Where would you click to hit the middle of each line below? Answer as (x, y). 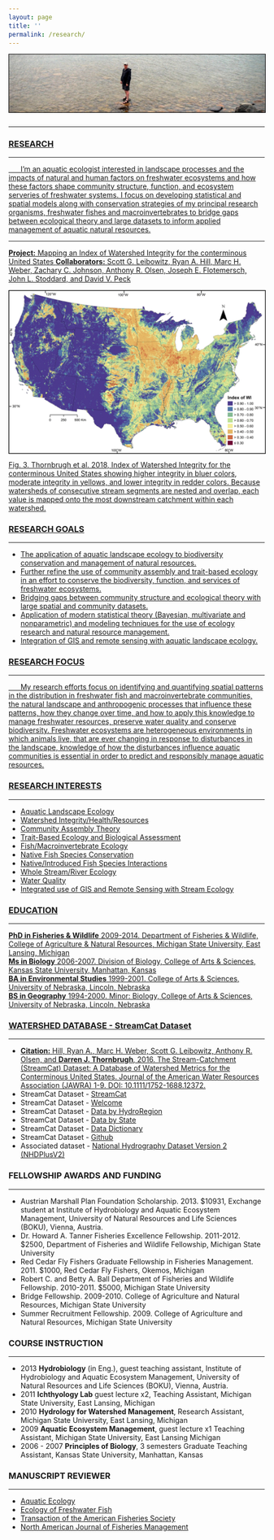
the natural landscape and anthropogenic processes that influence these (130, 704)
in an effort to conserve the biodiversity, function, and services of (130, 581)
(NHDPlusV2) (42, 1155)
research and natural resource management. (95, 632)
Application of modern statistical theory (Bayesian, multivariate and (133, 615)
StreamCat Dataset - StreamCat (74, 1094)
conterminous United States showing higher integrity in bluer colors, (123, 473)
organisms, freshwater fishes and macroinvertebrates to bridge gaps (124, 212)
